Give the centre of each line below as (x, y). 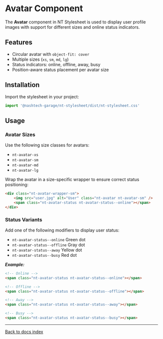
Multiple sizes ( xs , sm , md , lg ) (40, 59)
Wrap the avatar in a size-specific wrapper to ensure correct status (72, 179)
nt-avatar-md (25, 165)
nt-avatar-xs (25, 155)
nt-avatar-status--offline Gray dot (49, 245)
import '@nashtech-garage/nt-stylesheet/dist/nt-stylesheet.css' (72, 106)
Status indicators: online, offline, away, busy (56, 64)
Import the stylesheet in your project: (42, 97)
